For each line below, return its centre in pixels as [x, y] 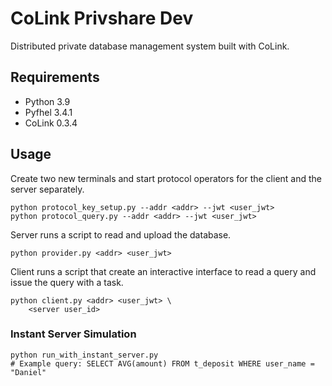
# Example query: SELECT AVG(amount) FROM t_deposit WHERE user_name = [162, 363]
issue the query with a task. [67, 282]
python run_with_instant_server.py [84, 355]
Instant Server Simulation [73, 334]
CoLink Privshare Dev [102, 18]
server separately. [47, 189]
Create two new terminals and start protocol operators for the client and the [166, 178]
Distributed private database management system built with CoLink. [150, 46]
